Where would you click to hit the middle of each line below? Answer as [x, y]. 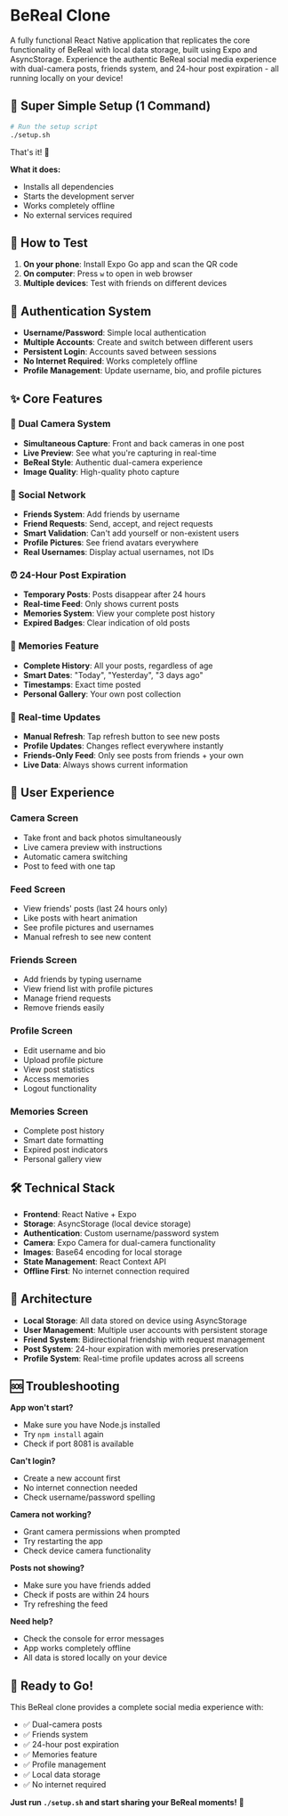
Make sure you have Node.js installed [92, 1425]
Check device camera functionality [87, 1550]
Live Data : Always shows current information [105, 765]
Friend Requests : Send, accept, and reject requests [118, 524]
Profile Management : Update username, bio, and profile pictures [142, 371]
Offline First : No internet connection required [106, 1271]
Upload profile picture [63, 1059]
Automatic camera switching [75, 856]
